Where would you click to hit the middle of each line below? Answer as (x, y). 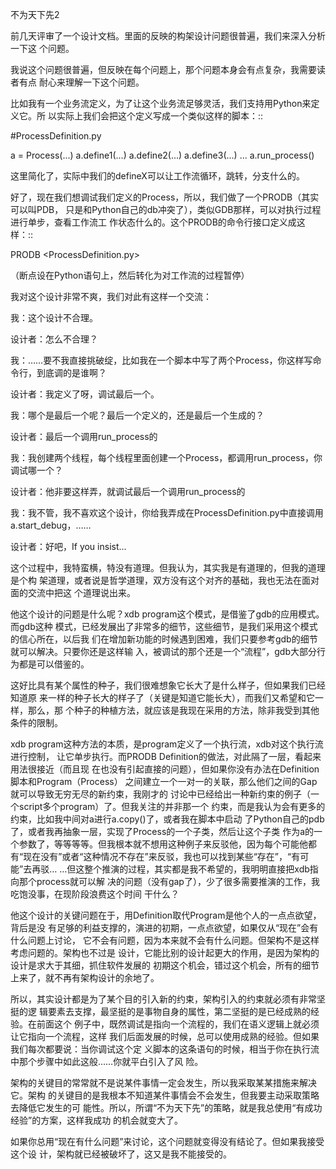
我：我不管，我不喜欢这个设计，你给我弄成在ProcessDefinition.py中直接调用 (167, 512)
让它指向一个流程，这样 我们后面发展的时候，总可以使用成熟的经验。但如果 (165, 1036)
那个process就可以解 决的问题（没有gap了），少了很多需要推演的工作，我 (169, 881)
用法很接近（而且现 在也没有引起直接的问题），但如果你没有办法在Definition (165, 769)
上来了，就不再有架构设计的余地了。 (85, 977)
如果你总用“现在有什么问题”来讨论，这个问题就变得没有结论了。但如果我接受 (167, 1141)
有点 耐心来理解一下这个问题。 (81, 82)
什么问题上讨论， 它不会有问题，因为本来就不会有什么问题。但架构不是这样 (165, 940)
